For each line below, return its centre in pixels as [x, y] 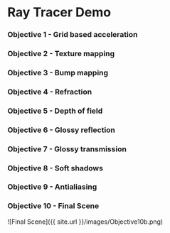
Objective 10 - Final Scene [53, 206]
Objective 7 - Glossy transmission [67, 148]
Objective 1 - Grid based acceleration [73, 35]
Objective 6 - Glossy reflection [62, 130]
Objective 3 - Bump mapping [58, 72]
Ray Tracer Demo [59, 12]
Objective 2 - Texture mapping [61, 54]
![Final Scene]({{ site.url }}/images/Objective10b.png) [85, 222]
